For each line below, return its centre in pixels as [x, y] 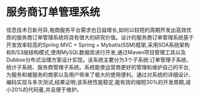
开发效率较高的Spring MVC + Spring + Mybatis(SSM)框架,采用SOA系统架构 [98, 45]
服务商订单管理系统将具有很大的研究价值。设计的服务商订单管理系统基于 [105, 37]
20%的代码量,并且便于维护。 [46, 89]
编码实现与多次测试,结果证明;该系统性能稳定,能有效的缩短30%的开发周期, [96, 82]
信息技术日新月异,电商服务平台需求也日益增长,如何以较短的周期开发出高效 [96, 30]
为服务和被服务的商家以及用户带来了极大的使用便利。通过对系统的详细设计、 [100, 75]
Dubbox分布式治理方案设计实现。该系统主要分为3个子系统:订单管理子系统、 [99, 60]
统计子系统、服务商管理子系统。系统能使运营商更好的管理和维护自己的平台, [98, 67]
